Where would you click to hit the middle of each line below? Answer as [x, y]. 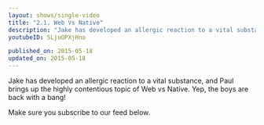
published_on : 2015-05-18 [50, 52]
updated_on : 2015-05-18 [47, 59]
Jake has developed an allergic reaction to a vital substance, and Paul [121, 80]
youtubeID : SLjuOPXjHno [47, 37]
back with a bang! [37, 97]
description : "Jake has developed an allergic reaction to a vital [121, 30]
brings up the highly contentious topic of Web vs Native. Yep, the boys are [128, 89]
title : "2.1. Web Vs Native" [56, 23]
